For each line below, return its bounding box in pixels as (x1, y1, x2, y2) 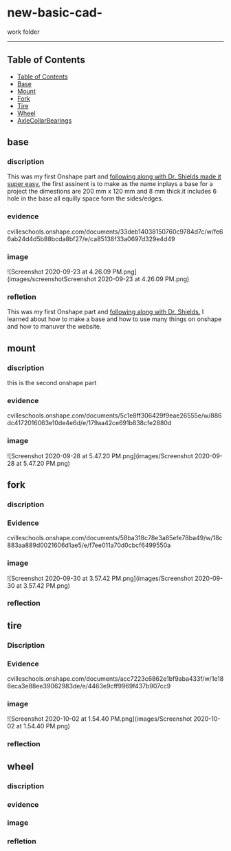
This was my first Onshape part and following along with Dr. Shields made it (7, 172, 221, 181)
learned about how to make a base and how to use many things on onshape (7, 315, 222, 323)
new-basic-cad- (7, 5, 103, 21)
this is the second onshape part (7, 379, 97, 387)
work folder (7, 28, 40, 36)
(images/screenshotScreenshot (7, 275, 96, 283)
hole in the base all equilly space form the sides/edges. (7, 194, 164, 203)
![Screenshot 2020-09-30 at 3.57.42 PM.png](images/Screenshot (7, 574, 194, 582)
